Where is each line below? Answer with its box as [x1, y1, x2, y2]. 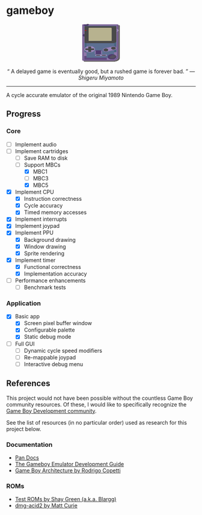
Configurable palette [23, 326, 75, 333]
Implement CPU [14, 188, 54, 196]
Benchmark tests [23, 283, 66, 291]
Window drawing [23, 242, 66, 250]
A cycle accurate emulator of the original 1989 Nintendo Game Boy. [6, 91, 173, 98]
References [6, 378, 50, 389]
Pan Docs [14, 453, 39, 461]
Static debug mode [23, 333, 72, 341]
